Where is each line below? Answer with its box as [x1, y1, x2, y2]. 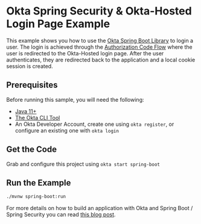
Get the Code [6, 145, 57, 155]
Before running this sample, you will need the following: [6, 96, 144, 103]
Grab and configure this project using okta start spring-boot [6, 160, 160, 167]
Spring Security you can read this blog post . [6, 211, 116, 218]
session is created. [6, 62, 53, 70]
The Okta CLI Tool [14, 114, 60, 121]
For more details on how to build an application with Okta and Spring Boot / [6, 205, 193, 212]
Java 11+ [14, 107, 37, 115]
